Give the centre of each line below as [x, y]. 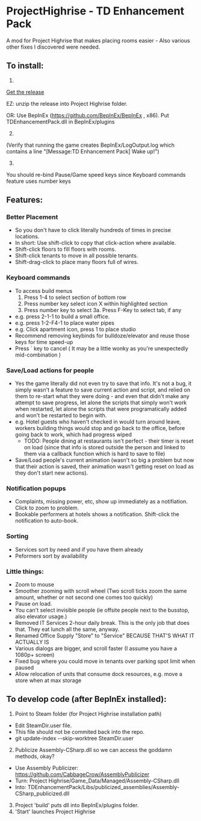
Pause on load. [33, 603]
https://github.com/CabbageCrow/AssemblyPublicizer [82, 774]
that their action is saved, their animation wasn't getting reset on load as [104, 467]
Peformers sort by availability [51, 556]
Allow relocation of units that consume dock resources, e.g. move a [98, 674]
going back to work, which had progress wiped [73, 435]
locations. [27, 236]
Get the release [25, 92]
